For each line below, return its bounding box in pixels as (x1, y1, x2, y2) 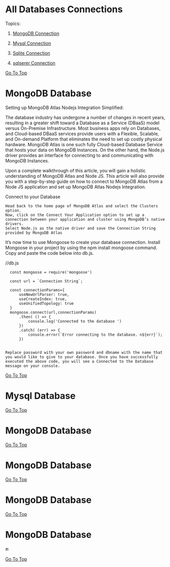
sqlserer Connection (12, 60, 56, 66)
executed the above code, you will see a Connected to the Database (5, 359, 154, 364)
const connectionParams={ (10, 287, 65, 292)
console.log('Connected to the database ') (27, 318, 122, 324)
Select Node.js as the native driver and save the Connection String (5, 226, 156, 231)
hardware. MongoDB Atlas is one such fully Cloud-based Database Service (5, 141, 163, 147)
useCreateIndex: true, (18, 296, 67, 302)
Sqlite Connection (12, 50, 50, 56)
